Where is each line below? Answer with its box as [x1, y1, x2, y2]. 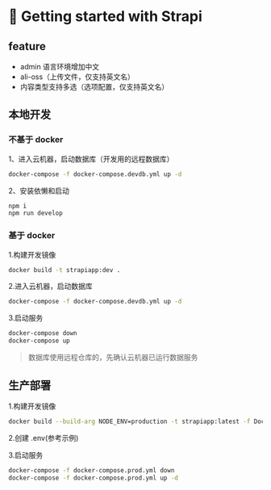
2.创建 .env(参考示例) [8, 433, 79, 442]
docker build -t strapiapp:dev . [8, 266, 121, 274]
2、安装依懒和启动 [8, 186, 70, 195]
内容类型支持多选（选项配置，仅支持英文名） [19, 82, 169, 91]
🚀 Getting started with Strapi [8, 7, 203, 26]
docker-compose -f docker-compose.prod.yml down [8, 466, 175, 475]
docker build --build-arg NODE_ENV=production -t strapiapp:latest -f [8, 417, 251, 425]
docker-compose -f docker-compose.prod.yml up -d [8, 474, 179, 482]
